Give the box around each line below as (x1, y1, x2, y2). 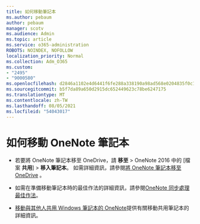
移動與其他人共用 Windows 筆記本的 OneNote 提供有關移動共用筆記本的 (14, 204, 189, 211)
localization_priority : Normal (6, 53, 84, 59)
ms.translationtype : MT (6, 92, 65, 98)
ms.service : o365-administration (6, 42, 89, 48)
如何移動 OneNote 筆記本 (6, 136, 130, 150)
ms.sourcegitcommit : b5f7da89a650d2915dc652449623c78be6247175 (6, 86, 167, 92)
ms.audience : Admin (6, 31, 55, 37)
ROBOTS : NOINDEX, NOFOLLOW (6, 48, 73, 54)
